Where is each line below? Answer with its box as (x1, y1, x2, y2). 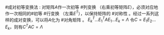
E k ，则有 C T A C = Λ (5, 23, 43, 31)
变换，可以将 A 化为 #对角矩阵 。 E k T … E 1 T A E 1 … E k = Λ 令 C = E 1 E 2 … (22, 16, 156, 24)
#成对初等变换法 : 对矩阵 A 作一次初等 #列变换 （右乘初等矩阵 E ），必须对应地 (5, 4, 159, 10)
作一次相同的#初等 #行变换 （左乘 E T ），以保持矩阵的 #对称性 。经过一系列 (5, 10, 155, 16)
